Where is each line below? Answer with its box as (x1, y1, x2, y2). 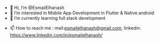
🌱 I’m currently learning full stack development (9, 15, 106, 21)
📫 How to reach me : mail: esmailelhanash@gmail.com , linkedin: (9, 25, 141, 31)
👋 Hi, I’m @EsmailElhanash (9, 5, 65, 10)
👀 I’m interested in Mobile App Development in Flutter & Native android (9, 10, 155, 16)
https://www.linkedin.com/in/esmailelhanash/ (9, 32, 103, 38)
